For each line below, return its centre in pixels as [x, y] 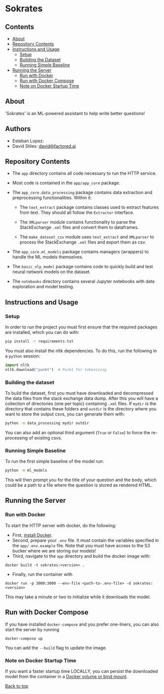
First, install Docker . [32, 535]
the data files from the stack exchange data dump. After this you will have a [82, 399]
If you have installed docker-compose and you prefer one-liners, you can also [82, 624]
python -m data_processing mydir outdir [47, 423]
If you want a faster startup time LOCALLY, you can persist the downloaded [82, 671]
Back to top [17, 686]
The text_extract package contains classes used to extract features [89, 207]
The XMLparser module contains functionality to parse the [78, 222]
